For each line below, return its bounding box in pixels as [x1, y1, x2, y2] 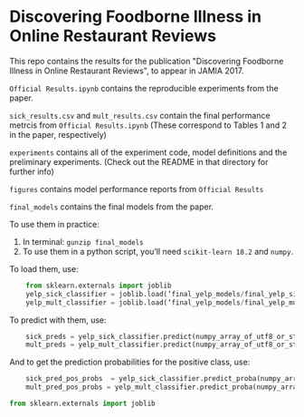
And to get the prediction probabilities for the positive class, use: [9, 356, 251, 368]
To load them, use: [9, 263, 79, 274]
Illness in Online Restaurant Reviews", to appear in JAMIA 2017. [9, 65, 244, 76]
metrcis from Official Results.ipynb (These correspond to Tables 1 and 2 [9, 120, 288, 131]
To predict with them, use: [9, 315, 107, 325]
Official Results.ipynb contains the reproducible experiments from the [9, 82, 279, 93]
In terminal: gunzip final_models [22, 236, 145, 247]
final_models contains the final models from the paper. [9, 201, 214, 212]
